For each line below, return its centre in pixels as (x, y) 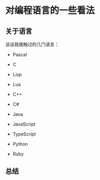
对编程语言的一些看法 (50, 11)
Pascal (20, 55)
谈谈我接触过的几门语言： (32, 44)
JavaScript (24, 124)
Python (20, 144)
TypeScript (24, 134)
